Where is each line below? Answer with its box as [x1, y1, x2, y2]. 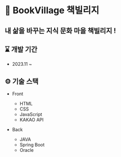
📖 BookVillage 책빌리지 [5, 5, 100, 16]
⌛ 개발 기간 [5, 45, 37, 54]
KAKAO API [19, 117, 44, 123]
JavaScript [19, 111, 43, 117]
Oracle [19, 147, 34, 153]
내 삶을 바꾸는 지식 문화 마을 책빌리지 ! [5, 26, 116, 35]
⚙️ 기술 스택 [5, 77, 39, 86]
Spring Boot [19, 142, 45, 148]
